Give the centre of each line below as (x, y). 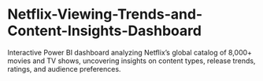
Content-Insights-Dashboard (105, 31)
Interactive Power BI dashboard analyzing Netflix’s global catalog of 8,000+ (130, 52)
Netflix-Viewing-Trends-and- (105, 14)
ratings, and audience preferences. (64, 69)
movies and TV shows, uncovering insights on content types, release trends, (131, 61)
